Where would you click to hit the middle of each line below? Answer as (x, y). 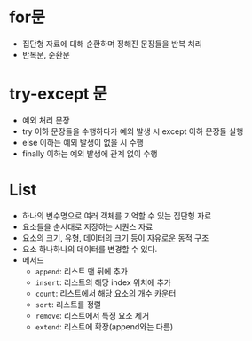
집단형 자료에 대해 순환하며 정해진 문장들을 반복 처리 (112, 44)
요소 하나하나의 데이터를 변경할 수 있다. (90, 249)
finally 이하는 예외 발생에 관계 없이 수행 (90, 153)
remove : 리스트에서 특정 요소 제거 (92, 315)
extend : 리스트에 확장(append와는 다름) (104, 326)
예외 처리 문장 (46, 120)
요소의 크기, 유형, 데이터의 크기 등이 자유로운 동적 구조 (115, 238)
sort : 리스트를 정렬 (68, 304)
